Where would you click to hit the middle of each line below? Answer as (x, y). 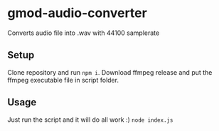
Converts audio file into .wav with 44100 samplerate (84, 33)
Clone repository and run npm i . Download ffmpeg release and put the (110, 72)
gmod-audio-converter (77, 13)
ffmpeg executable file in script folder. (63, 80)
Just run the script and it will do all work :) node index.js (90, 120)
